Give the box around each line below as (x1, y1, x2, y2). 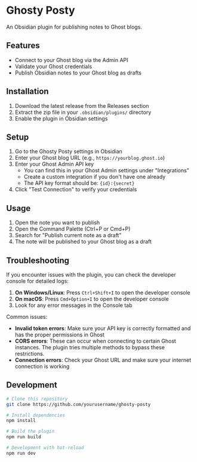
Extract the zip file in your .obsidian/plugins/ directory (14, 108, 152, 116)
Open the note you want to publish (14, 219, 100, 227)
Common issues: (6, 314, 48, 320)
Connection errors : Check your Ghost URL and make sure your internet (14, 356, 192, 364)
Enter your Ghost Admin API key (14, 160, 94, 168)
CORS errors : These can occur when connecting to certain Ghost (14, 337, 176, 345)
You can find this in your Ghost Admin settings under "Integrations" (23, 167, 190, 174)
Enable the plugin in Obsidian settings (14, 114, 108, 122)
